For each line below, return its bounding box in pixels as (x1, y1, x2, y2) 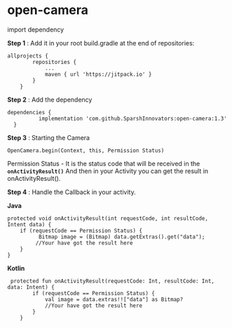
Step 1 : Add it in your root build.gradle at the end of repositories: (7, 39, 195, 47)
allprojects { (7, 52, 49, 60)
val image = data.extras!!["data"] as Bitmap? (44, 296, 184, 303)
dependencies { (7, 109, 52, 116)
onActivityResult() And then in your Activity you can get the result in (7, 167, 209, 175)
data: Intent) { (7, 283, 55, 291)
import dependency (7, 25, 64, 34)
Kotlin (7, 264, 25, 272)
